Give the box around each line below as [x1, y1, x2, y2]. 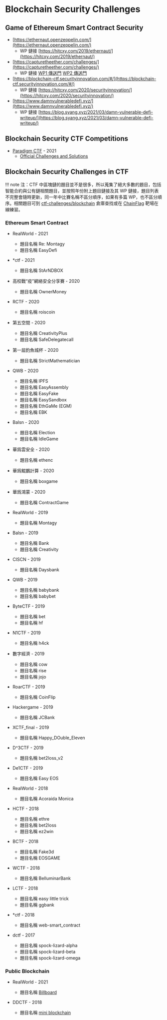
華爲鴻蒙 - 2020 [12, 489, 46, 495]
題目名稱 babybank [19, 587, 59, 593]
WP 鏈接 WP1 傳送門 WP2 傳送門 [19, 70, 87, 76]
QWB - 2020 [12, 367, 39, 373]
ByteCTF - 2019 [12, 603, 45, 609]
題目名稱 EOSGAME [19, 855, 61, 861]
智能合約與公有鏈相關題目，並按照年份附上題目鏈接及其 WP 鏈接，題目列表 [5, 187, 159, 193]
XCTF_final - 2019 [12, 724, 49, 730]
